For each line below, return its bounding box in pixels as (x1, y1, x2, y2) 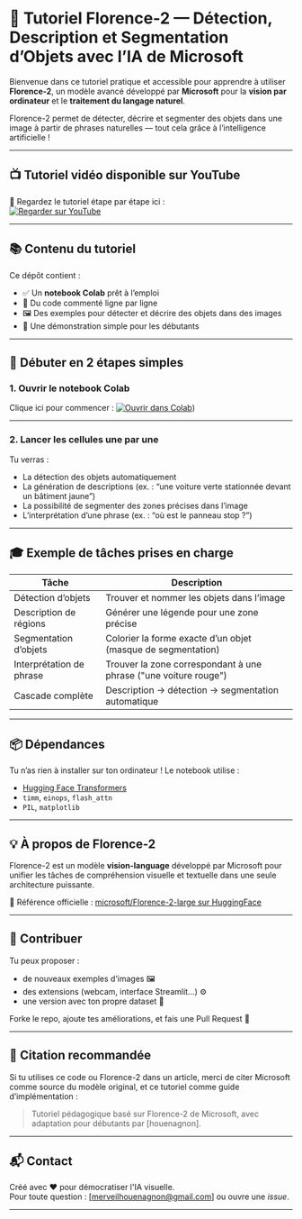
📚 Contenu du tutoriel (9, 241, 137, 257)
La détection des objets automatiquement (22, 471, 177, 482)
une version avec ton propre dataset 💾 (22, 996, 164, 1006)
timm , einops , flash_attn (22, 792, 112, 803)
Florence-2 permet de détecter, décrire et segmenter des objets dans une (9, 113, 283, 123)
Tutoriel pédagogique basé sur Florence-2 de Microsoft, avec (31, 1108, 259, 1119)
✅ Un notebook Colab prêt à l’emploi (22, 287, 160, 298)
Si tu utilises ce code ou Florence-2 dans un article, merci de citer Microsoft (9, 1071, 290, 1082)
